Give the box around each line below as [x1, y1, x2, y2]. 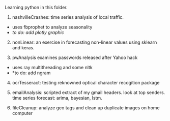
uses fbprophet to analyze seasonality [12, 24, 93, 30]
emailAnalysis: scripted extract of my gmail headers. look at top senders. [12, 89, 165, 96]
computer [12, 110, 33, 116]
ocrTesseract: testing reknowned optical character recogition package [12, 80, 160, 85]
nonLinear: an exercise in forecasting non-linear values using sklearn [12, 39, 157, 45]
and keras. [12, 45, 35, 50]
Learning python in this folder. [5, 5, 68, 10]
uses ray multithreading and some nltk [12, 65, 93, 70]
